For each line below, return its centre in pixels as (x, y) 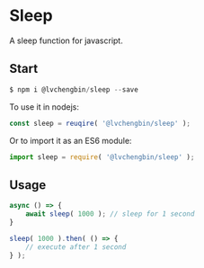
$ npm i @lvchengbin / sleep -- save (74, 89)
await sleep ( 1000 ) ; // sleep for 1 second (110, 214)
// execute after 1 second (76, 247)
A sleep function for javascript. (66, 40)
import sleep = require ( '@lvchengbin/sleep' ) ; (102, 157)
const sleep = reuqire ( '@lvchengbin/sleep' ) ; (100, 123)
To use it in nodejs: (44, 107)
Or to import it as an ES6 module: (71, 140)
